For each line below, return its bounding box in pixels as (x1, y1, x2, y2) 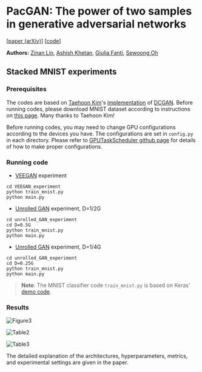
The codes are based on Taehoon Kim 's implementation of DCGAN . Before (6, 98, 193, 106)
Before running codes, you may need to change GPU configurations (6, 123, 176, 131)
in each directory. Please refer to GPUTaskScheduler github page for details (6, 136, 196, 143)
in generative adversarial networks (6, 17, 187, 31)
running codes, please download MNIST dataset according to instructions (6, 105, 190, 112)
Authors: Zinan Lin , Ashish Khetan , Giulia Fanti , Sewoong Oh (6, 49, 159, 56)
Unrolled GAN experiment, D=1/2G (15, 205, 101, 212)
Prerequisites (6, 85, 47, 94)
